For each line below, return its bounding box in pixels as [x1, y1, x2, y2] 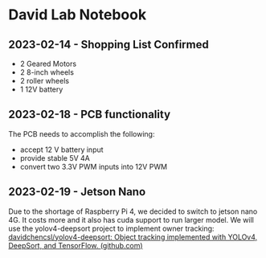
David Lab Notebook [8, 6, 147, 24]
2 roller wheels [19, 76, 70, 85]
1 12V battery [19, 84, 63, 94]
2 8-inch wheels [19, 68, 75, 77]
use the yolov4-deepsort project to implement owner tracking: [8, 223, 215, 233]
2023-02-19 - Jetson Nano [8, 185, 146, 199]
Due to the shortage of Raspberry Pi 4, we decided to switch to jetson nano [8, 207, 258, 216]
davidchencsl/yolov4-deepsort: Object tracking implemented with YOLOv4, [8, 231, 258, 242]
